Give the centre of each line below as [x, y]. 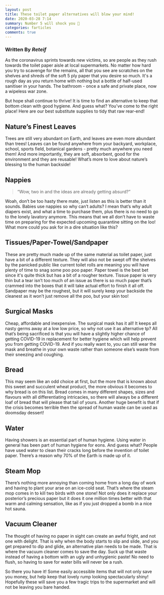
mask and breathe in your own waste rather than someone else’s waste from [82, 349]
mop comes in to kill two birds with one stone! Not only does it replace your [81, 493]
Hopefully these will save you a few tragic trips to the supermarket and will [80, 582]
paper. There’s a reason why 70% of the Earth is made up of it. [68, 455]
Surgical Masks [29, 311]
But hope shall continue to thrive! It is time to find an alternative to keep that [82, 101]
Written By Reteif [26, 49]
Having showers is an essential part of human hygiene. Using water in [75, 440]
